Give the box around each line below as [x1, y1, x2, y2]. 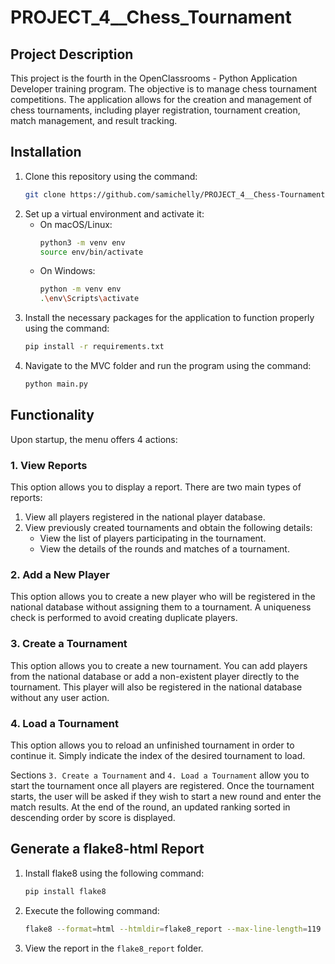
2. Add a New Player [10, 567, 110, 581]
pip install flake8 [24, 886, 107, 896]
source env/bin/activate [39, 247, 144, 257]
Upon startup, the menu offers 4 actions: [10, 433, 178, 445]
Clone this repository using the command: [24, 170, 198, 182]
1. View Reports [10, 458, 88, 472]
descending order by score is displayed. [10, 811, 176, 823]
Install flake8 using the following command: [24, 867, 205, 879]
